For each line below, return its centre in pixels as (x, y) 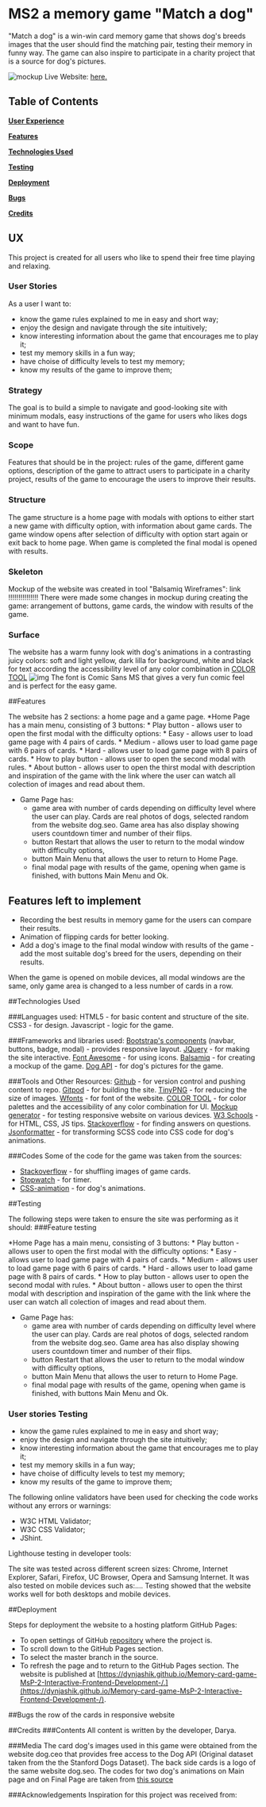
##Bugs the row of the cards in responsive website (92, 1715)
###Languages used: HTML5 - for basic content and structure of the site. (129, 1017)
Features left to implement (75, 900)
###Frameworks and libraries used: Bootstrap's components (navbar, (122, 1041)
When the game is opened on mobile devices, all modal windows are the (127, 978)
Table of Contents (54, 101)
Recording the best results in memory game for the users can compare (135, 920)
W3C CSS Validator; (52, 1530)
